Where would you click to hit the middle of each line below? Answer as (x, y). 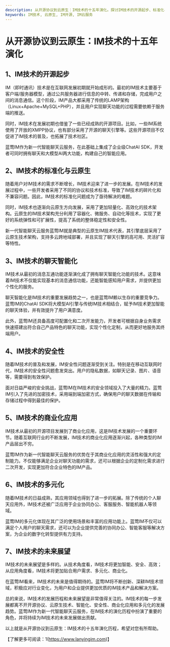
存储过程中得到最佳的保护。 (34, 400)
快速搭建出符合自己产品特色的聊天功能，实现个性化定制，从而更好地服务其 (83, 327)
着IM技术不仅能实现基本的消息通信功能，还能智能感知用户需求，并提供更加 (83, 280)
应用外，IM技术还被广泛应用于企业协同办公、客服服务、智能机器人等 (81, 504)
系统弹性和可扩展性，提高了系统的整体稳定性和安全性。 (72, 220)
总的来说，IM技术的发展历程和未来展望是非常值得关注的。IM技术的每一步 (81, 599)
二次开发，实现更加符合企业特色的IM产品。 (50, 467)
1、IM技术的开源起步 (37, 74)
